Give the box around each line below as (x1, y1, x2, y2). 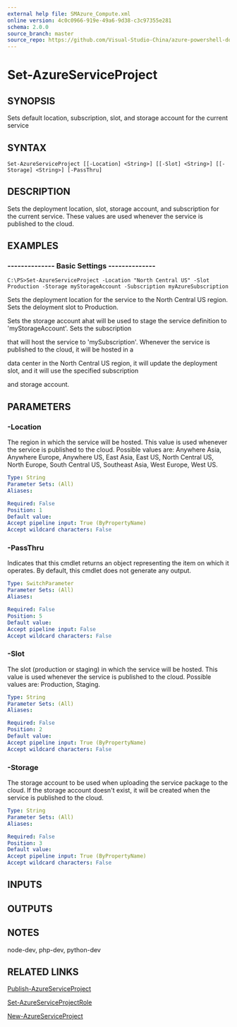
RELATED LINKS (7, 966, 79, 978)
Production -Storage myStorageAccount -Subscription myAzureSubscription (7, 283, 229, 290)
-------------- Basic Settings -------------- (7, 261, 156, 271)
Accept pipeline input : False (7, 625, 97, 632)
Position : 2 (7, 726, 42, 733)
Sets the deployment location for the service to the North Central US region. (7, 296, 228, 304)
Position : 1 (7, 506, 42, 514)
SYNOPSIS (7, 95, 56, 107)
